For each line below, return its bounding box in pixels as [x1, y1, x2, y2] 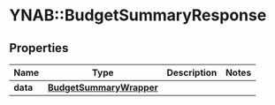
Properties [9, 41, 69, 56]
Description [166, 67, 218, 79]
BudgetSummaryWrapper [47, 81, 158, 94]
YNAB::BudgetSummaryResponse [9, 5, 267, 26]
